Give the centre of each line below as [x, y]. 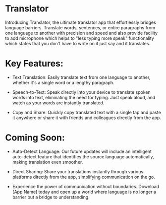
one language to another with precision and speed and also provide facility [81, 33]
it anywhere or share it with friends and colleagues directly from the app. [86, 118]
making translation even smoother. [48, 162]
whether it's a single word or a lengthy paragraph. [63, 82]
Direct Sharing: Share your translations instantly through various [78, 171]
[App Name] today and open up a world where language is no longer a [84, 192]
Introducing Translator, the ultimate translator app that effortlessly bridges [81, 22]
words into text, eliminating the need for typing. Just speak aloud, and [84, 97]
